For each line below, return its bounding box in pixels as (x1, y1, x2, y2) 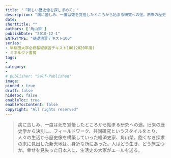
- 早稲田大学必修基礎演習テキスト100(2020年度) (5, 45, 95, 50)
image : (5, 78, 19, 84)
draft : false (5, 88, 33, 93)
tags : (5, 55, 17, 60)
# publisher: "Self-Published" (5, 74, 72, 79)
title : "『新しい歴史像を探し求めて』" (5, 7, 79, 13)
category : (5, 64, 26, 69)
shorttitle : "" (5, 21, 38, 27)
